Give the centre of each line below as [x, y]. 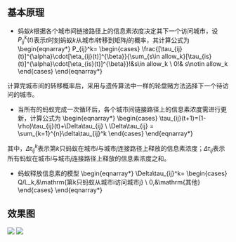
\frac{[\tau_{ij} [162, 49]
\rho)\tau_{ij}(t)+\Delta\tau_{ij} [60, 126]
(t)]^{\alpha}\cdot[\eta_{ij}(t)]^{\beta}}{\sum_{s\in [88, 56]
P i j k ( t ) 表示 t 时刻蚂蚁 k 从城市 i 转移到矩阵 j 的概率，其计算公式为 [103, 40]
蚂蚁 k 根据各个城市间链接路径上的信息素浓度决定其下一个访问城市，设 [118, 31]
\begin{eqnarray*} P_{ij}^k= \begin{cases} [79, 49]
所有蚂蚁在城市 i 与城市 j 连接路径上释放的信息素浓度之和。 [89, 158]
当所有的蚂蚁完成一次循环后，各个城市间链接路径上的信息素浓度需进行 [119, 109]
